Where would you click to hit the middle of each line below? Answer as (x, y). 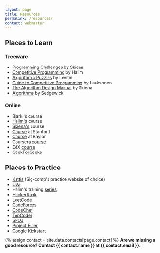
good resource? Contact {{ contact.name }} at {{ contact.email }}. (73, 245)
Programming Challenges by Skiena (48, 67)
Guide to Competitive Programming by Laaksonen (62, 83)
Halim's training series (34, 189)
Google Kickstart (29, 231)
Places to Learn (29, 42)
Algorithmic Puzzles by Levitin (42, 77)
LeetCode (22, 200)
